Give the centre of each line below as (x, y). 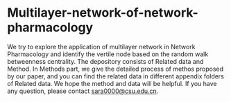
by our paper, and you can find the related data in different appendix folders (115, 76)
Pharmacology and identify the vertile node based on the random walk (108, 54)
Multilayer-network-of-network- (103, 13)
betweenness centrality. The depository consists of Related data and (105, 61)
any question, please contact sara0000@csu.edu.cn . (83, 91)
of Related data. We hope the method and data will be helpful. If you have (112, 83)
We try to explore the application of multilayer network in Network (101, 46)
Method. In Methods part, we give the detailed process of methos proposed (115, 69)
